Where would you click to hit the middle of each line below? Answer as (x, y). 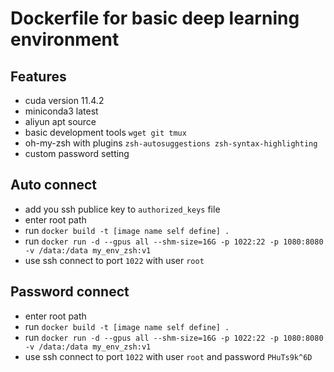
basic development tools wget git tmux (105, 132)
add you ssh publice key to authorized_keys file (122, 209)
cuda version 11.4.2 (64, 100)
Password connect (70, 292)
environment (65, 39)
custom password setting (77, 153)
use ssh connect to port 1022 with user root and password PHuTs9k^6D (168, 356)
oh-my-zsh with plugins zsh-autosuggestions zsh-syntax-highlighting (171, 143)
